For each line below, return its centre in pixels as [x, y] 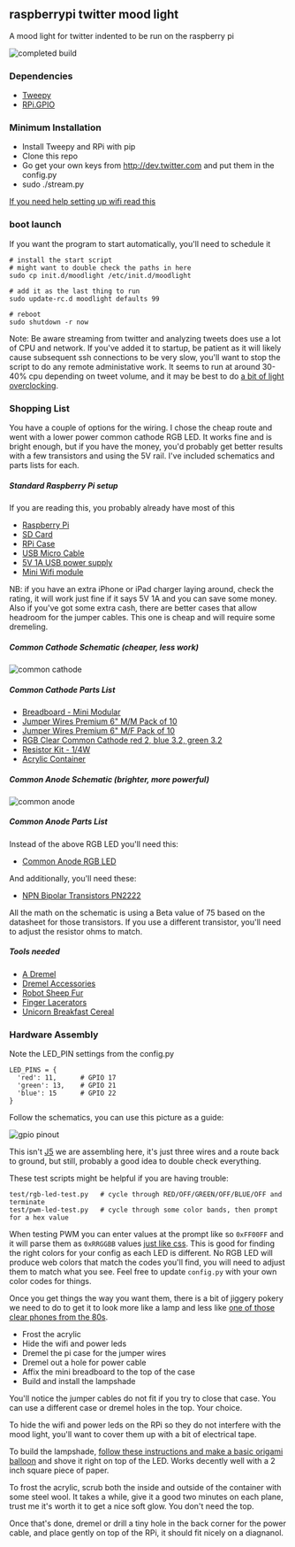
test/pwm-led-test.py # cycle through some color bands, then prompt [144, 1210]
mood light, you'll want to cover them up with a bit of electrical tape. [133, 1435]
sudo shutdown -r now [49, 322]
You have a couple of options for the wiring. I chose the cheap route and [141, 427]
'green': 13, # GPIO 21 [67, 1086]
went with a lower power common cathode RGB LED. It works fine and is [140, 437]
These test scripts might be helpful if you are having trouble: [119, 1178]
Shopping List [40, 408]
